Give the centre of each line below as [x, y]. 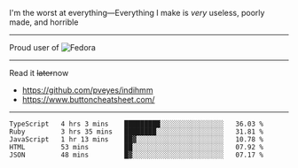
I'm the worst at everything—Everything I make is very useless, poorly [137, 13]
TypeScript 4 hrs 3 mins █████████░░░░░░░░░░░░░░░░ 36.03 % [137, 124]
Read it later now [39, 73]
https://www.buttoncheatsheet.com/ [88, 99]
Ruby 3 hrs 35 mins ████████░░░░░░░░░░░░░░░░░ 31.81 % [137, 132]
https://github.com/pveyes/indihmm [87, 90]
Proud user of [34, 47]
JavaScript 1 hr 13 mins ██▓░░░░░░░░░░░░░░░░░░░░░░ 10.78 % [137, 140]
